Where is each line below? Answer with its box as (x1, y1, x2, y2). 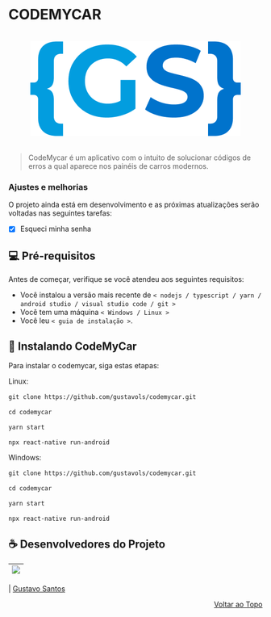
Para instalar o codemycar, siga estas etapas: (8, 360, 160, 370)
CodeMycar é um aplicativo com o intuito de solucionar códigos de (27, 153, 252, 162)
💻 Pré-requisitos (8, 249, 96, 262)
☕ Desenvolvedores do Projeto (8, 538, 165, 552)
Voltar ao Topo (213, 599, 263, 609)
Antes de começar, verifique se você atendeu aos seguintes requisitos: (8, 275, 244, 284)
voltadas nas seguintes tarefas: (8, 208, 113, 218)
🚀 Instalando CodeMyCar (8, 339, 137, 353)
